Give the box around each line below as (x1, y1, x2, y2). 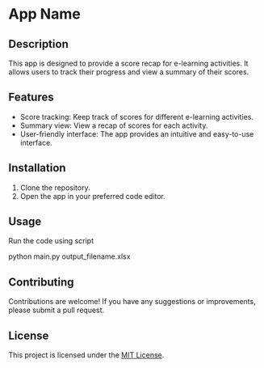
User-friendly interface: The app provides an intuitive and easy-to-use (19, 129, 254, 138)
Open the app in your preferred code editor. (19, 191, 166, 201)
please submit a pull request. (8, 305, 105, 315)
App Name (8, 5, 81, 23)
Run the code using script (8, 236, 94, 246)
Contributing (8, 275, 74, 289)
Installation (8, 161, 66, 175)
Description (8, 37, 69, 51)
